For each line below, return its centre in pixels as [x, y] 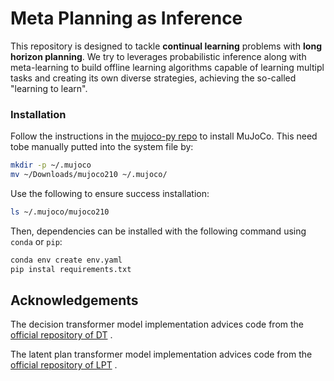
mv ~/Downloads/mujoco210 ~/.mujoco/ [89, 175]
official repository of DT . [61, 335]
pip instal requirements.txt [71, 269]
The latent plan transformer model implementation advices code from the [161, 354]
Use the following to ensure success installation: [110, 193]
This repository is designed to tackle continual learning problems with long [166, 46]
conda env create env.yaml [66, 260]
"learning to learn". [49, 88]
